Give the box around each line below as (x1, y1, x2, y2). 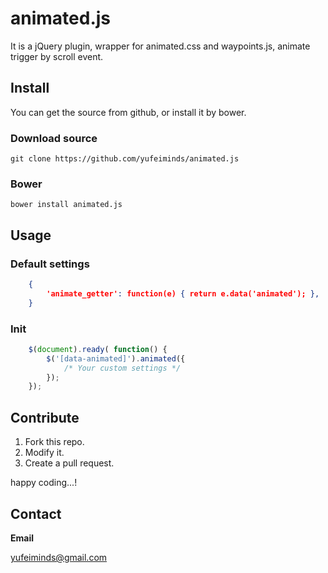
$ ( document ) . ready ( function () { (28, 344, 168, 354)
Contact (10, 505, 62, 522)
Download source (10, 131, 98, 145)
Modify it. (24, 447, 65, 459)
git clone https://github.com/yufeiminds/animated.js (10, 154, 240, 164)
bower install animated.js (10, 200, 123, 210)
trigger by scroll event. (10, 50, 104, 62)
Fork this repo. (24, 436, 85, 448)
